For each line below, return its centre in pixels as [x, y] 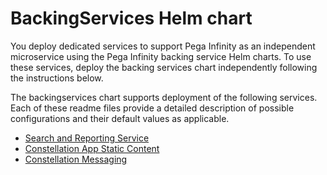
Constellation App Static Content [92, 148]
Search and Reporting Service [87, 138]
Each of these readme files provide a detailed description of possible [152, 108]
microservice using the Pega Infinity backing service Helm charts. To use [161, 56]
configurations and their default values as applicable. [120, 118]
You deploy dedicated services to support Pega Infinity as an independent [163, 46]
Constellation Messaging [76, 159]
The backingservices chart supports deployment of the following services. [164, 97]
